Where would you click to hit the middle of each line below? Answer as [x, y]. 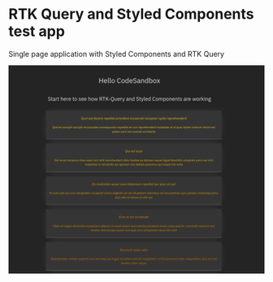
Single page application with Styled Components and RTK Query [117, 54]
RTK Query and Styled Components [131, 14]
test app [37, 31]
